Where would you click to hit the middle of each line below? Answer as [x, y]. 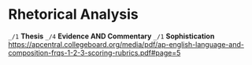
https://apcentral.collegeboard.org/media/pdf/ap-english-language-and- [126, 44]
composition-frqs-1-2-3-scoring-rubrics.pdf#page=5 [94, 52]
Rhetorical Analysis [74, 14]
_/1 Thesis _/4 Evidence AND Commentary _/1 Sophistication [111, 36]
